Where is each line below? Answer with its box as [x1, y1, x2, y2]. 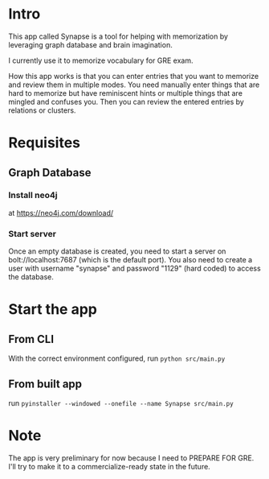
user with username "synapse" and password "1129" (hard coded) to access [8, 263, 261, 274]
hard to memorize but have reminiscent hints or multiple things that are [8, 88, 243, 97]
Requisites [8, 134, 81, 152]
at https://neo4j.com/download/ [8, 208, 114, 217]
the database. [8, 272, 55, 282]
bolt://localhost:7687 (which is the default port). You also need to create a [8, 255, 253, 265]
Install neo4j [8, 190, 58, 201]
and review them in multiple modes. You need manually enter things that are [8, 80, 260, 89]
